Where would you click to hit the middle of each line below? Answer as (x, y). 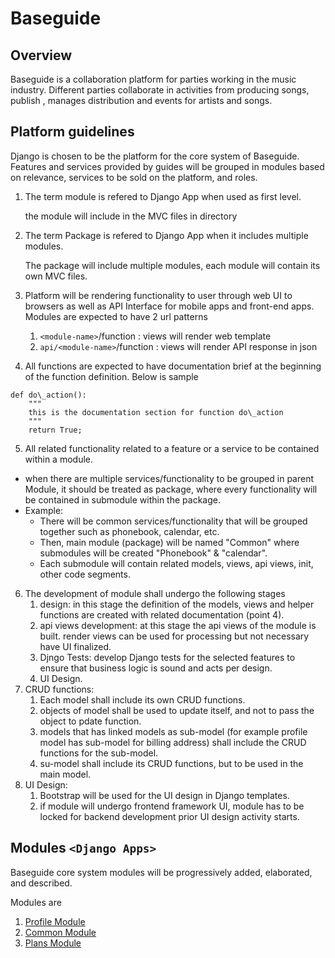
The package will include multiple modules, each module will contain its (172, 265)
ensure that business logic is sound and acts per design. (156, 668)
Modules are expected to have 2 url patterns (116, 316)
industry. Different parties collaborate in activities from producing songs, (160, 90)
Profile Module (55, 921)
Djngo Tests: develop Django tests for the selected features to (167, 657)
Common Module (60, 932)
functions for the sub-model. (99, 753)
